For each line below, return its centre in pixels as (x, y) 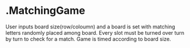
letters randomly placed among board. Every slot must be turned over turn (95, 32)
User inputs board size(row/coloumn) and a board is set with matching (90, 27)
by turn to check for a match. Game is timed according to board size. (88, 39)
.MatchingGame (45, 11)
